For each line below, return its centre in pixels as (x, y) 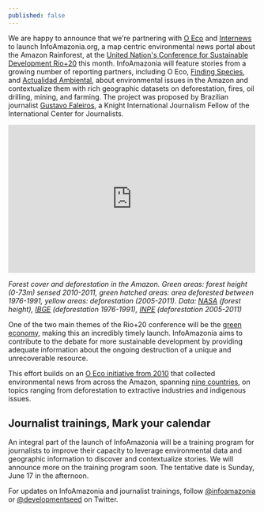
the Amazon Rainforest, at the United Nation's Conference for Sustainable (128, 55)
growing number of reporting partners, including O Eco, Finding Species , (126, 71)
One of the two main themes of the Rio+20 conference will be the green (125, 324)
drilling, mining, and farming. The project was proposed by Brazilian (119, 96)
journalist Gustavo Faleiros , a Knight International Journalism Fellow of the (129, 105)
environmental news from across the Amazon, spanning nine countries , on (129, 382)
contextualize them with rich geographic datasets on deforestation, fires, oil (131, 88)
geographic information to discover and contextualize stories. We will (121, 459)
